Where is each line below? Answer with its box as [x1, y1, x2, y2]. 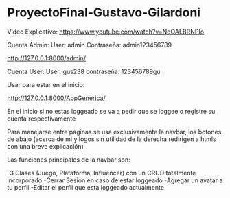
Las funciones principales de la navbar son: [7, 156, 130, 164]
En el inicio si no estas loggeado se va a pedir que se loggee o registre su [7, 107, 216, 115]
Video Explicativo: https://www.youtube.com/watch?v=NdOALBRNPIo [7, 27, 205, 36]
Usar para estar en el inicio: [7, 80, 85, 88]
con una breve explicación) [7, 142, 84, 150]
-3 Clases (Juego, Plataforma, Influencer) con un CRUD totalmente [7, 169, 196, 177]
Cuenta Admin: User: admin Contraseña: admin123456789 [7, 40, 172, 49]
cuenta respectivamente [7, 114, 76, 123]
